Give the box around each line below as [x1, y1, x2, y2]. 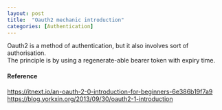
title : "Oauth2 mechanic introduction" [7, 16, 125, 23]
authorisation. [7, 49, 47, 57]
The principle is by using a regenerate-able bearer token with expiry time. [7, 56, 216, 65]
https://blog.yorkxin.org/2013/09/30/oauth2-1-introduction [7, 94, 173, 103]
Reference [7, 71, 38, 80]
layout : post [7, 10, 45, 17]
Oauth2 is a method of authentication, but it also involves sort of [7, 42, 189, 50]
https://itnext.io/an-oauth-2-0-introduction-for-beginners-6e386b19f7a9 [7, 87, 213, 96]
